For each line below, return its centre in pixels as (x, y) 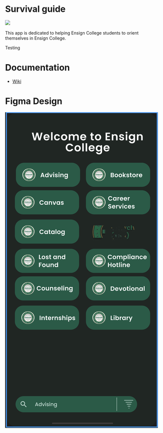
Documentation (38, 68)
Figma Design (34, 101)
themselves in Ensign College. (36, 38)
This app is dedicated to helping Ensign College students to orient (72, 33)
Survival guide (35, 9)
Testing (13, 47)
